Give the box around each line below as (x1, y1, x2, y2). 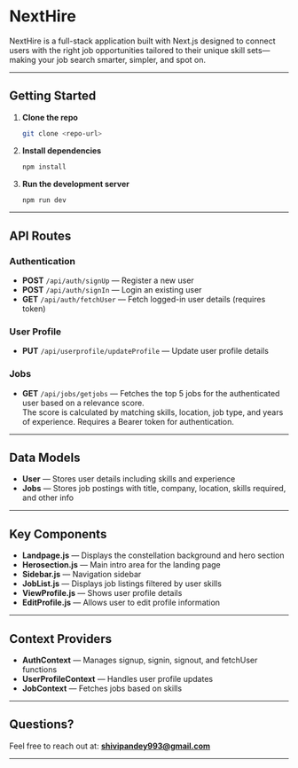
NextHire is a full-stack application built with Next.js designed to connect (9, 35, 277, 46)
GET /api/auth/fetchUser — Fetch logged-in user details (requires (21, 294, 266, 305)
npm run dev (21, 195, 67, 205)
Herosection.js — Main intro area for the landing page (21, 560, 222, 570)
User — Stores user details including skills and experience (21, 474, 236, 484)
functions (21, 664, 58, 675)
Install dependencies (21, 145, 102, 156)
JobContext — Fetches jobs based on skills (21, 683, 183, 694)
